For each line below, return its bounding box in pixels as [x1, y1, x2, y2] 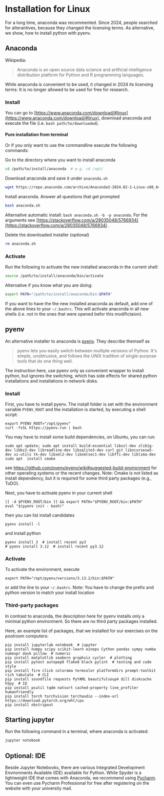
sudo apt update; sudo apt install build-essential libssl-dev [5, 443, 137, 448]
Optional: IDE [5, 751, 46, 760]
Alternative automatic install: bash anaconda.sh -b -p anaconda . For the [5, 212, 148, 218]
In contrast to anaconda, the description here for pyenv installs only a [5, 613, 145, 619]
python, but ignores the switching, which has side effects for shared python [5, 373, 157, 379]
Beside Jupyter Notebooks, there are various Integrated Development [5, 765, 145, 770]
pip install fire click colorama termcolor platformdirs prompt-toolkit [5, 668, 156, 673]
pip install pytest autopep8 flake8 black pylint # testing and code [5, 660, 152, 664]
